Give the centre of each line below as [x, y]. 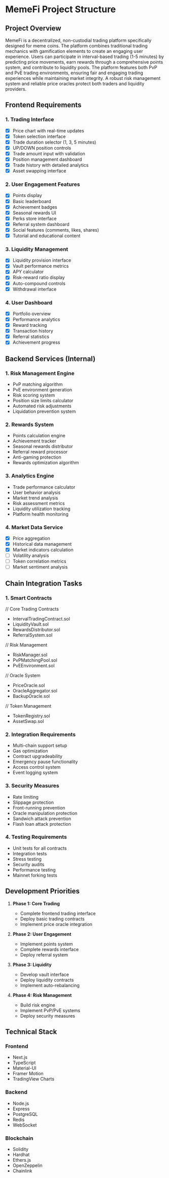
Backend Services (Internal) [50, 359]
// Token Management [28, 706]
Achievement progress [36, 343]
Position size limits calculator [43, 401]
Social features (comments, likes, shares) [56, 230]
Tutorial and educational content [46, 236]
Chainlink [22, 1171]
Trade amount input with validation [49, 153]
